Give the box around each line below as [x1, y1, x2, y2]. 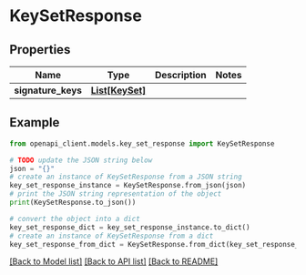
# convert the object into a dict [9, 214, 141, 223]
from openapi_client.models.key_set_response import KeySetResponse [9, 138, 275, 148]
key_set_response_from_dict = [9, 239, 125, 249]
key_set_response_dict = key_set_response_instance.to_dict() [9, 222, 250, 232]
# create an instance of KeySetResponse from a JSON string [9, 172, 243, 182]
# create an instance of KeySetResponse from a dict [9, 231, 214, 240]
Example [9, 115, 60, 130]
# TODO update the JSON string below [9, 156, 153, 165]
